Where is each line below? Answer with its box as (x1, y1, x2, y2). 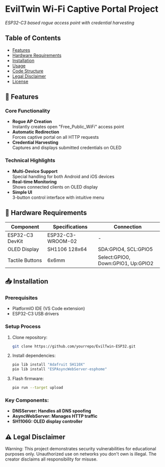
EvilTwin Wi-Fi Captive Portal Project (5, 3, 159, 15)
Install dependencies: (12, 353, 56, 359)
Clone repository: (12, 334, 48, 340)
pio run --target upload (12, 385, 63, 390)
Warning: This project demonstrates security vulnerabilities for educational (5, 446, 156, 452)
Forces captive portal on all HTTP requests (12, 134, 99, 140)
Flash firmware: (12, 375, 44, 382)
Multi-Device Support (12, 168, 58, 174)
